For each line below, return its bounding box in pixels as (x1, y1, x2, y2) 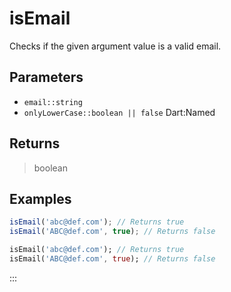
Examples (9, 190, 72, 207)
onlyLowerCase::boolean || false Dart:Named (23, 106, 216, 118)
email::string (23, 97, 83, 107)
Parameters (9, 69, 84, 86)
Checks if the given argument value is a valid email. (9, 40, 222, 52)
